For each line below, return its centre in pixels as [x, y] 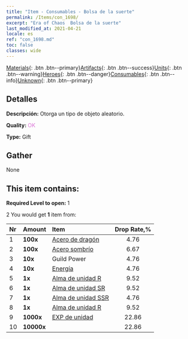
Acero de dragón [75, 240]
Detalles [22, 99]
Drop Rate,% [133, 230]
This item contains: [43, 189]
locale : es [20, 34]
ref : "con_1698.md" [30, 39]
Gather [19, 155]
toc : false [20, 45]
